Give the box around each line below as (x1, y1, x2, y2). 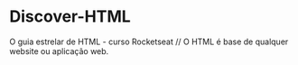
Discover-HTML (9, 6, 131, 27)
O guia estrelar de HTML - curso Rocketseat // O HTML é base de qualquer (9, 36, 289, 47)
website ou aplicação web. (9, 45, 109, 56)
